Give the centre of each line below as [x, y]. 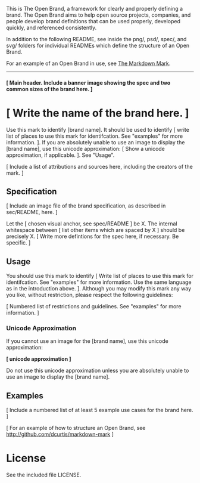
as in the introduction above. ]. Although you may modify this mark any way [99, 289]
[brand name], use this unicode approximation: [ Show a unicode [86, 148]
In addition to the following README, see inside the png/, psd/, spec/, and [96, 39]
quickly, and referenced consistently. [51, 27]
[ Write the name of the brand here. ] [98, 113]
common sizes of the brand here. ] [49, 89]
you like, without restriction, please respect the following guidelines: [90, 295]
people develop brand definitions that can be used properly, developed [93, 21]
